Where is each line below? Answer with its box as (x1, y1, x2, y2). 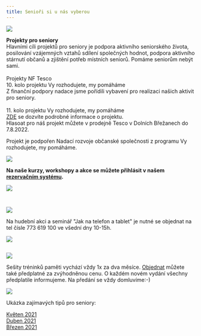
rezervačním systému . (6, 173, 64, 180)
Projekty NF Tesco (6, 74, 52, 82)
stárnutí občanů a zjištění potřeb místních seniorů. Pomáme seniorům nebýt (6, 55, 193, 63)
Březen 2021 (6, 323, 37, 331)
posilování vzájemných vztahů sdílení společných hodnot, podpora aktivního (6, 49, 195, 56)
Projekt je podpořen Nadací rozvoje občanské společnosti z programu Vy (6, 137, 187, 145)
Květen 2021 (6, 310, 37, 318)
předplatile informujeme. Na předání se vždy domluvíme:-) (6, 276, 151, 283)
